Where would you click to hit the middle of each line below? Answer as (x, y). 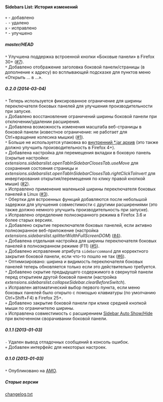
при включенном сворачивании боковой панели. (56, 319)
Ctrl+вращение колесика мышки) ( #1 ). (45, 137)
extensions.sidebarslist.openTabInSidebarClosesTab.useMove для (72, 163)
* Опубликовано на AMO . (31, 371)
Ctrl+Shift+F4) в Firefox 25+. (34, 298)
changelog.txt (19, 394)
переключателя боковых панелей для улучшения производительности (79, 106)
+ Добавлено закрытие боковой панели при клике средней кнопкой (76, 303)
